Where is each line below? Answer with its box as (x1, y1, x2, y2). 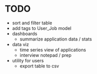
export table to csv (19, 63, 59, 69)
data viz (12, 41, 29, 47)
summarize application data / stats (19, 36, 92, 42)
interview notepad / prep (19, 52, 72, 58)
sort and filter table (12, 20, 52, 26)
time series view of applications (19, 47, 86, 53)
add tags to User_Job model (12, 25, 72, 31)
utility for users (12, 57, 44, 63)
